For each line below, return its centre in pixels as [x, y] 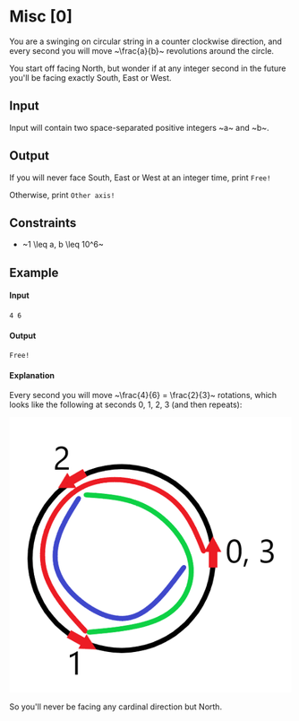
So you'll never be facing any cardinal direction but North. [115, 707]
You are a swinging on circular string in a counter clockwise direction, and [145, 41]
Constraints [43, 223]
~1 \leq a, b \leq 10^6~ [63, 245]
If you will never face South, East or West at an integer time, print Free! [140, 178]
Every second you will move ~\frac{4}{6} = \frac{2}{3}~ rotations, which [143, 395]
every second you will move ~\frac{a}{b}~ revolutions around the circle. [142, 50]
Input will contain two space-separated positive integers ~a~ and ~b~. [140, 127]
